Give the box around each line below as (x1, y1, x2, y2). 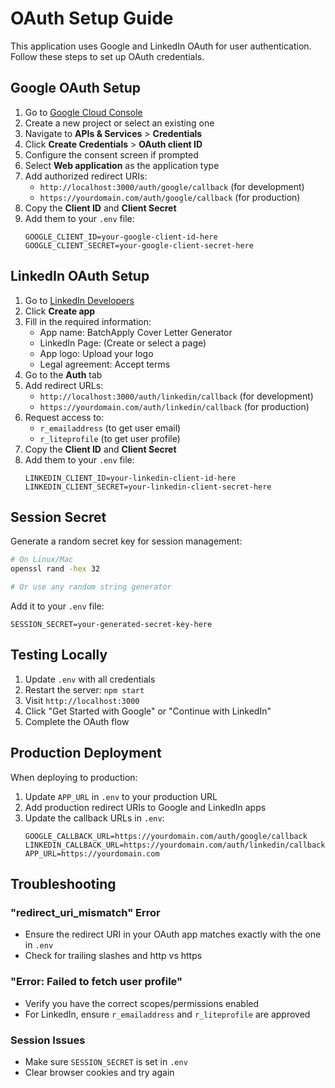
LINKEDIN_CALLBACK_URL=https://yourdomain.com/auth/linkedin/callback (24, 840, 326, 850)
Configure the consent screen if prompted (24, 148, 199, 161)
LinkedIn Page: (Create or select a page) (39, 337, 207, 349)
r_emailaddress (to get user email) (39, 422, 182, 434)
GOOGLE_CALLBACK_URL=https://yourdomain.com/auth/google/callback (24, 831, 308, 841)
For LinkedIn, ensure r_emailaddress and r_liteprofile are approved (24, 1008, 311, 1020)
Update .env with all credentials (24, 673, 156, 685)
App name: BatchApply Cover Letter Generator (39, 326, 233, 338)
